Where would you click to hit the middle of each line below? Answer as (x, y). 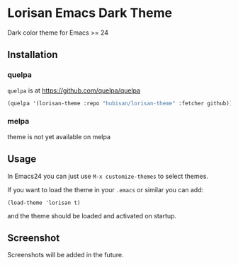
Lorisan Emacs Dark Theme (90, 13)
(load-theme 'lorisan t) (44, 203)
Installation (33, 55)
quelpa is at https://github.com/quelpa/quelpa (74, 90)
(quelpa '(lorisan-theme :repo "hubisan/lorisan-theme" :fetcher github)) (120, 103)
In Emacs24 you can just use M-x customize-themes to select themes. (108, 176)
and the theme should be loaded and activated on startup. (92, 216)
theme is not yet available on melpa (59, 136)
